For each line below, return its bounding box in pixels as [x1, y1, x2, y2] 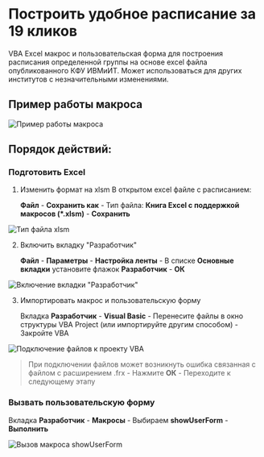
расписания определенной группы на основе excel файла [8, 57, 208, 67]
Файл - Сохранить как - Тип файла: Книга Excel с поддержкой [19, 201, 240, 210]
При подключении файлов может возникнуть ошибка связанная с [27, 359, 256, 369]
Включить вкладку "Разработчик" [19, 240, 138, 250]
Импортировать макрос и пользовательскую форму [19, 296, 201, 305]
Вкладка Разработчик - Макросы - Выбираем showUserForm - [8, 415, 229, 425]
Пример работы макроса [8, 98, 143, 111]
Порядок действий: [8, 143, 113, 156]
